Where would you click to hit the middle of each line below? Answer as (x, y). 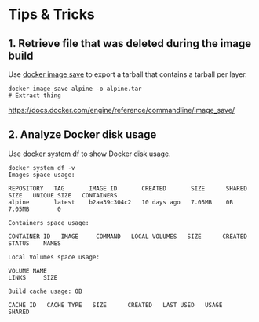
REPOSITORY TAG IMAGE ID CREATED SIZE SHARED (128, 188)
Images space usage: (42, 175)
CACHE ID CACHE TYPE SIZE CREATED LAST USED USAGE (115, 305)
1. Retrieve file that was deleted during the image (130, 43)
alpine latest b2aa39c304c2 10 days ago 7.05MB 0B (121, 202)
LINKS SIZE (33, 277)
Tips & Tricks (52, 14)
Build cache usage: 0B (45, 291)
